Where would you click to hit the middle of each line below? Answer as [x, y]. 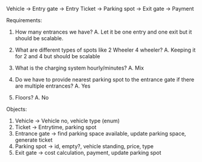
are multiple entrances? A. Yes [53, 86]
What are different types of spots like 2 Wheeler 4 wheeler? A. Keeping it [105, 50]
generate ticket [34, 140]
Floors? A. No [32, 97]
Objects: [17, 109]
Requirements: [24, 20]
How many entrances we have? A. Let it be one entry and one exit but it [103, 32]
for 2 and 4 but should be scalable [57, 56]
